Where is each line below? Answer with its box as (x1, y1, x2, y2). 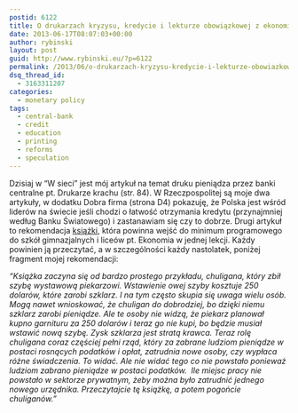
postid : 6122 (9, 12, 58, 22)
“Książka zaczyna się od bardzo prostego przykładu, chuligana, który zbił (9, 270, 281, 281)
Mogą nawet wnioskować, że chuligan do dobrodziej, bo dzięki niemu (9, 298, 265, 309)
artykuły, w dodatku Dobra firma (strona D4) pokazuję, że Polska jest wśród (9, 196, 286, 207)
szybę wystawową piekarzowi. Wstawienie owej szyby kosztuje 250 (9, 280, 259, 290)
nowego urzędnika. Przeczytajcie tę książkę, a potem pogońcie (9, 384, 241, 394)
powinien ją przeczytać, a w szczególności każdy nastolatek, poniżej (9, 243, 261, 254)
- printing (17, 137, 58, 146)
